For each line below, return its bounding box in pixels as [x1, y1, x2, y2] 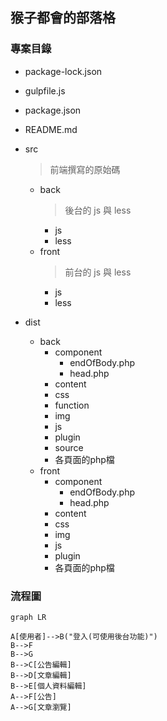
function [54, 399, 90, 411]
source [54, 441, 84, 453]
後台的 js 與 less [64, 204, 132, 216]
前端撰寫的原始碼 [49, 163, 121, 175]
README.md [24, 123, 78, 135]
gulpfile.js [24, 84, 66, 97]
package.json [24, 104, 82, 116]
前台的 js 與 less [64, 266, 132, 278]
